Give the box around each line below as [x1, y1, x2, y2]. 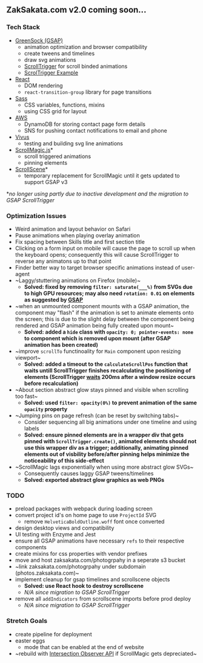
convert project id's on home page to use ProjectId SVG [15, 512, 157, 519]
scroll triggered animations [24, 153, 92, 160]
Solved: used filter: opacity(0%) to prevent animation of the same [24, 399, 197, 406]
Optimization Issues [6, 211, 67, 220]
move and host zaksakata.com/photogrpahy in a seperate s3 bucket [15, 556, 186, 564]
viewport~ [15, 354, 41, 361]
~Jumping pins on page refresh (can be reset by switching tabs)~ [15, 412, 179, 419]
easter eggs [15, 637, 45, 644]
